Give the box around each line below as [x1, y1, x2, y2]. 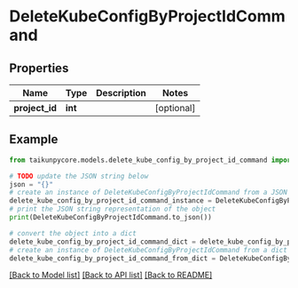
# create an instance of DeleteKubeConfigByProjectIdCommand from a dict [9, 245, 288, 254]
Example [9, 132, 59, 148]
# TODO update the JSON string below [9, 172, 149, 180]
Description [96, 87, 146, 99]
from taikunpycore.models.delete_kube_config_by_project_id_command [9, 156, 268, 164]
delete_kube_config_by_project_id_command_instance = [9, 196, 213, 205]
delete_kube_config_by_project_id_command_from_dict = [9, 253, 216, 263]
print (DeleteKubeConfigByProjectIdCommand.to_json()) [9, 213, 213, 222]
